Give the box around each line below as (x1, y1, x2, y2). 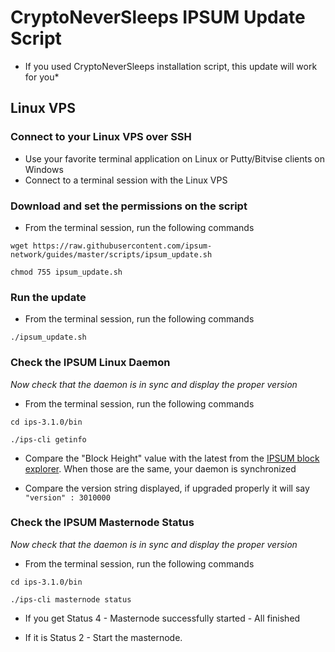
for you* (24, 71, 60, 83)
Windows (24, 163, 64, 175)
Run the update (10, 290, 87, 304)
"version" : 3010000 (24, 492, 111, 503)
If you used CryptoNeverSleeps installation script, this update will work (24, 60, 318, 72)
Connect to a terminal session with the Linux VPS (24, 174, 228, 186)
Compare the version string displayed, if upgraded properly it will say (24, 482, 310, 494)
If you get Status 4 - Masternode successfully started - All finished (24, 612, 301, 624)
